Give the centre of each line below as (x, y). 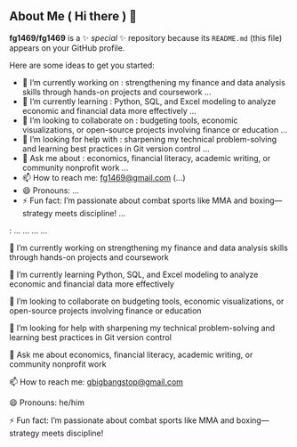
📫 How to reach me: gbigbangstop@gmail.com (96, 382)
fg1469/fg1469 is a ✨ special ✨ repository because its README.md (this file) (146, 37)
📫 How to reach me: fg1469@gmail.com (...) (104, 177)
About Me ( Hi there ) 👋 (73, 16)
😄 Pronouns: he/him (47, 402)
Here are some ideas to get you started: (82, 65)
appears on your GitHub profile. (67, 48)
